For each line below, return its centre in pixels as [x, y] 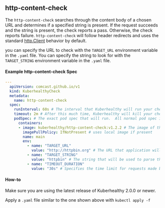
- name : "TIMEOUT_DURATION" [55, 164]
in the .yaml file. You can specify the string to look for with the [68, 55]
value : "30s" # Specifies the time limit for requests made [94, 168]
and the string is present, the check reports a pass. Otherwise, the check [79, 30]
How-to [13, 180]
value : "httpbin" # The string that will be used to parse [93, 159]
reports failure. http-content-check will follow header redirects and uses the [82, 35]
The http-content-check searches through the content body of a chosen [78, 20]
